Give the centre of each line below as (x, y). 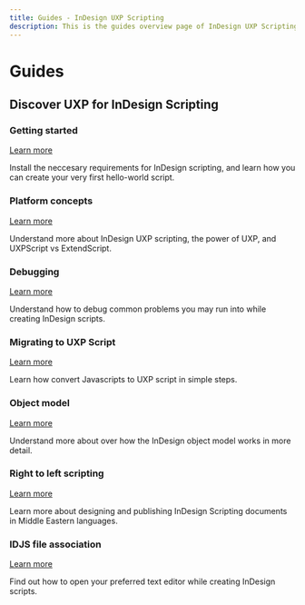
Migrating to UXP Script (63, 342)
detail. (21, 450)
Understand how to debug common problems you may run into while (138, 309)
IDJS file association (55, 544)
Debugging (34, 272)
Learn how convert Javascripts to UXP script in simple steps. (123, 380)
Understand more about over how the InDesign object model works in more (150, 441)
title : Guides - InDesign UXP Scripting (87, 18)
